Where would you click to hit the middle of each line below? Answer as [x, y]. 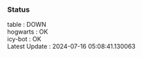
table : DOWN [27, 25]
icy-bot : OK [24, 39]
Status [18, 10]
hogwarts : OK [28, 32]
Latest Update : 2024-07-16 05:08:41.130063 [71, 47]
